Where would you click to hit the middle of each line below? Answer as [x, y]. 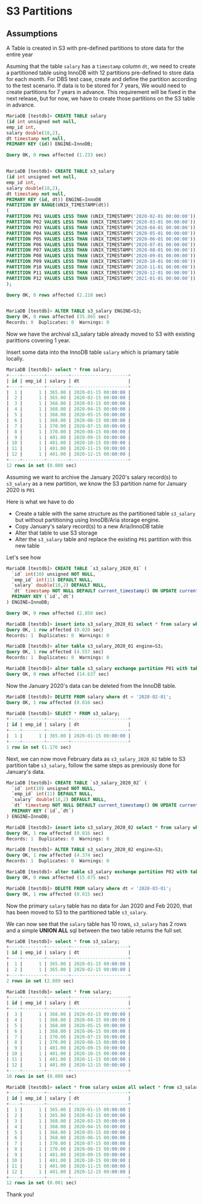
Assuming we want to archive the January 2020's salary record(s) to [92, 477]
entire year [20, 55]
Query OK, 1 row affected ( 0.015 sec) [55, 894]
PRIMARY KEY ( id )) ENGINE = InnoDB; [50, 144]
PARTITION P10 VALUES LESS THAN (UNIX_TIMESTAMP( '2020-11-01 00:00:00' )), [102, 267]
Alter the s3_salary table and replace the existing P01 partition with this [103, 539]
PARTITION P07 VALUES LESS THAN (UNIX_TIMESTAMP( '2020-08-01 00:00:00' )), [102, 250]
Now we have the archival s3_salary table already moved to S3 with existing [101, 334]
